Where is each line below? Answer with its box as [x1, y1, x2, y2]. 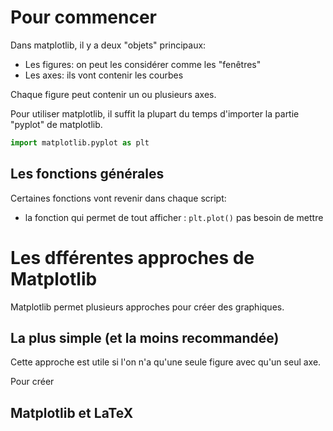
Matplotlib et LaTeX [10, 404, 134, 421]
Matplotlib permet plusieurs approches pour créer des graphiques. [10, 301, 285, 313]
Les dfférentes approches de [10, 246, 255, 269]
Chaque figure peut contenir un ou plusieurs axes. [10, 88, 217, 100]
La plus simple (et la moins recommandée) [10, 329, 280, 346]
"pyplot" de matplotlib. [10, 118, 103, 130]
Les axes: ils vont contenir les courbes [24, 69, 184, 81]
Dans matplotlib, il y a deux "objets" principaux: [10, 39, 207, 51]
